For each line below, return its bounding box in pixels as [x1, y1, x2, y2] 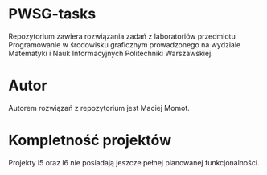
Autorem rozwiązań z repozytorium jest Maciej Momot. [8, 103, 191, 112]
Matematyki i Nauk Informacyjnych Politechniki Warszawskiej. [8, 48, 213, 58]
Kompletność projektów [8, 132, 171, 149]
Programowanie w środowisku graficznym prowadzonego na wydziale [8, 39, 241, 49]
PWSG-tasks [8, 5, 97, 23]
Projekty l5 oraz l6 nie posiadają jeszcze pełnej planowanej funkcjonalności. [8, 157, 260, 167]
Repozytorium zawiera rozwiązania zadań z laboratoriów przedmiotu [8, 31, 236, 41]
